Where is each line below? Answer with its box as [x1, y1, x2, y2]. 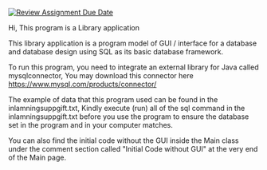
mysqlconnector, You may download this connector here [8, 71, 194, 80]
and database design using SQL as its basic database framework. [8, 47, 224, 56]
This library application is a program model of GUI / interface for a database [8, 38, 257, 48]
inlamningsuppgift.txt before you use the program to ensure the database [8, 112, 249, 121]
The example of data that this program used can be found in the [8, 95, 218, 104]
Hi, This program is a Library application [8, 23, 139, 32]
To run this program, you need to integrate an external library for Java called [8, 62, 259, 72]
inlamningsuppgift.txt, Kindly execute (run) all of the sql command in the [8, 104, 245, 113]
